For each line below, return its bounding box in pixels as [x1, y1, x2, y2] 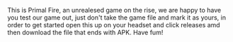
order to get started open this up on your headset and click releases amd [7, 21, 221, 29]
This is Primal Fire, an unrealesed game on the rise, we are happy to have [7, 6, 222, 14]
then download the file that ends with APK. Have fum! [7, 28, 164, 36]
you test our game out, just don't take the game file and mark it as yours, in [7, 13, 227, 22]
